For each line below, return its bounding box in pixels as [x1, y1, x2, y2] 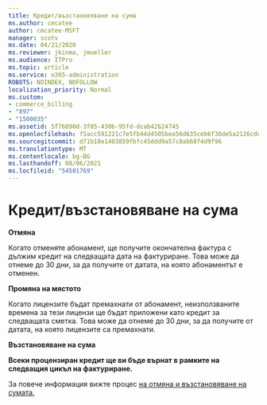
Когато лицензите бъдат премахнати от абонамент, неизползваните [8, 299, 240, 309]
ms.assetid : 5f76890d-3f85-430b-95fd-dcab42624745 [8, 123, 180, 130]
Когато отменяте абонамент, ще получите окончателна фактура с [8, 243, 232, 252]
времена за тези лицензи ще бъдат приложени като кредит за [8, 307, 220, 317]
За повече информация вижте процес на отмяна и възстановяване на [8, 379, 247, 388]
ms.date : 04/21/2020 [8, 41, 77, 49]
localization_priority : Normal [8, 85, 112, 94]
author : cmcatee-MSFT [8, 26, 80, 34]
